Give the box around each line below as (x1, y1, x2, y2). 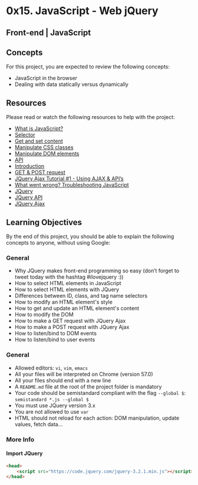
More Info (6, 435, 35, 443)
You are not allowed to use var (14, 408, 89, 415)
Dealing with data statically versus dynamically (14, 81, 128, 88)
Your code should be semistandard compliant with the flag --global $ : (14, 389, 186, 396)
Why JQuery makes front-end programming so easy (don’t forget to (14, 267, 180, 275)
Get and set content (14, 137, 63, 145)
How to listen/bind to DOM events (14, 330, 97, 337)
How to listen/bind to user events (14, 336, 95, 343)
